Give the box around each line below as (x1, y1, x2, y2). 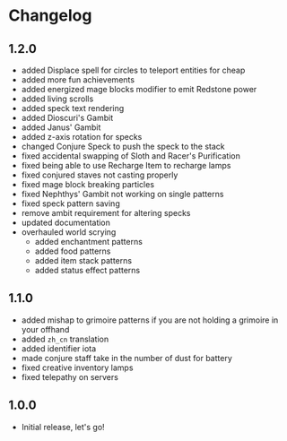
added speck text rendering (21, 103, 125, 113)
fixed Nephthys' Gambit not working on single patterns (21, 189, 224, 199)
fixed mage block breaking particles (21, 179, 154, 189)
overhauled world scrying (21, 227, 117, 238)
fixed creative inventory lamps (21, 362, 134, 373)
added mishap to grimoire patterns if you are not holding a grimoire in (21, 315, 279, 325)
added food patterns (34, 246, 111, 256)
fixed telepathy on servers (21, 371, 118, 382)
